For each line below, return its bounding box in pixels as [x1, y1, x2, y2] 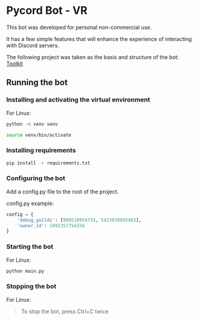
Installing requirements [6, 146, 77, 155]
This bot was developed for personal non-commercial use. [6, 24, 152, 31]
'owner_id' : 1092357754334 [17, 222, 85, 229]
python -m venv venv [6, 121, 59, 127]
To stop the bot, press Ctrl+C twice [21, 308, 109, 315]
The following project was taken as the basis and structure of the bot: [6, 53, 179, 60]
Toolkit [6, 60, 23, 67]
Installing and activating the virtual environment [6, 96, 150, 104]
